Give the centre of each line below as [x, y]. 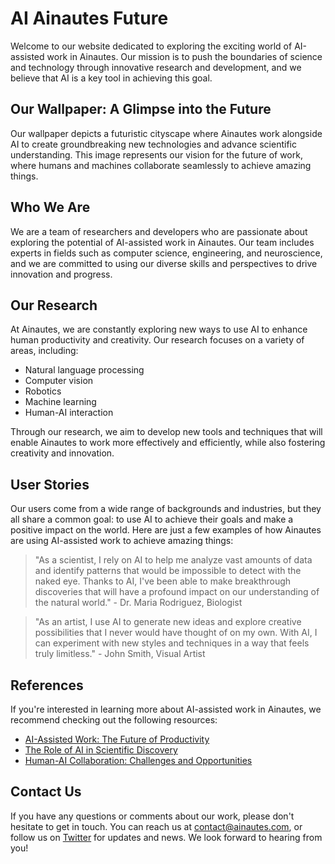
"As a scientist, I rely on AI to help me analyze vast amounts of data [173, 560]
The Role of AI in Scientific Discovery [101, 750]
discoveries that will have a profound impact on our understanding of [177, 592]
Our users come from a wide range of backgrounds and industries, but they [166, 509]
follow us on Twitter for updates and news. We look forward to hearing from [166, 837]
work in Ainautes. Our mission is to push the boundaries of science [184, 56]
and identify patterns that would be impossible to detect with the [168, 571]
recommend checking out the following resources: [114, 720]
